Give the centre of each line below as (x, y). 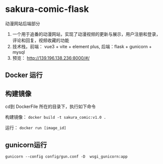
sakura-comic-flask (47, 9)
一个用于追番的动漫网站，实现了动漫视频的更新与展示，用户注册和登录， (86, 34)
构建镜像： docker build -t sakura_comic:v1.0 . (56, 117)
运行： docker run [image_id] (36, 128)
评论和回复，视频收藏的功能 (41, 40)
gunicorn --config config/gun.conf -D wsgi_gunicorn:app (66, 157)
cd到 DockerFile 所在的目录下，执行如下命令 (50, 107)
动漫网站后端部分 (23, 23)
